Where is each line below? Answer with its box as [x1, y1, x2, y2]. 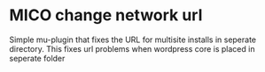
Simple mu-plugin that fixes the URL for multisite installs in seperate [9, 34, 257, 45]
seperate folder [9, 53, 66, 63]
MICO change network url [9, 5, 203, 25]
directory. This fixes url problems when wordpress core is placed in [9, 43, 255, 54]
